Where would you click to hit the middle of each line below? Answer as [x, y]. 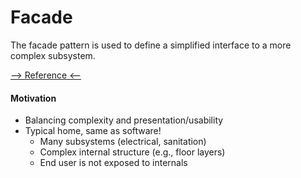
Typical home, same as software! [93, 131]
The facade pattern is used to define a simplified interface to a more [151, 45]
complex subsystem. [53, 55]
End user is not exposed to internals [113, 163]
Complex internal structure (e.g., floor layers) [132, 152]
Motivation [33, 98]
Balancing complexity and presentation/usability [124, 120]
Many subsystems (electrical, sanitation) [123, 142]
